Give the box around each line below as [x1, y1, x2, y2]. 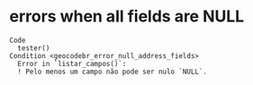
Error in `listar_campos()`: [17, 59, 127, 68]
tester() [17, 43, 50, 53]
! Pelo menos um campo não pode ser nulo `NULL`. [17, 67, 207, 76]
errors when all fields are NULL [9, 6, 245, 27]
